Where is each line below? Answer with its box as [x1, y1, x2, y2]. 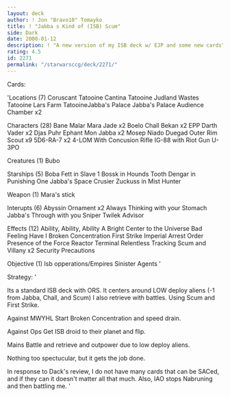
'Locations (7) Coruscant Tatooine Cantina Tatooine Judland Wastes [7, 93, 200, 102]
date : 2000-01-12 [7, 36, 57, 43]
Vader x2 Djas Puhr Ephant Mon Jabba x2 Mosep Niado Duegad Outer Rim [7, 128, 218, 137]
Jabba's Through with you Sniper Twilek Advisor [7, 211, 144, 219]
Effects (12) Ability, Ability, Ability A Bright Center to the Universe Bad [7, 224, 203, 232]
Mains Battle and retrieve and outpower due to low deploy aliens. [7, 341, 190, 349]
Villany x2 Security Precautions [7, 246, 96, 254]
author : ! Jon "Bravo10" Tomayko [7, 16, 103, 23]
